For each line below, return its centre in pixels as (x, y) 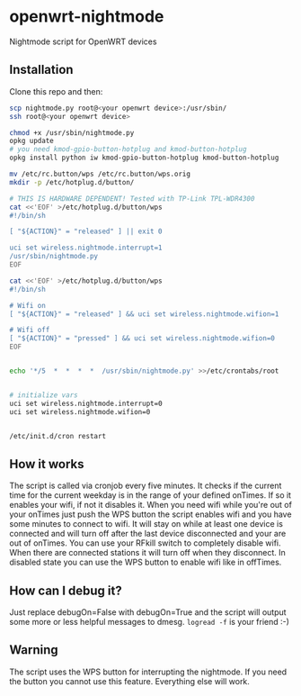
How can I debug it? (66, 590)
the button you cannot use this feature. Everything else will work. (129, 681)
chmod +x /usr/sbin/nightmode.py (72, 132)
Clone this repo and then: (56, 91)
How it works (47, 464)
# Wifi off (30, 330)
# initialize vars (44, 395)
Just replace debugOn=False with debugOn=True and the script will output (148, 612)
